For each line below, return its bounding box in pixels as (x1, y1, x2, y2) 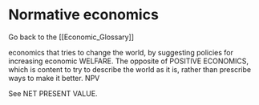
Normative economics (8, 6, 159, 24)
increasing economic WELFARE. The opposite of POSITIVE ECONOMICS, (8, 56, 249, 66)
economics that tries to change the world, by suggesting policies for (8, 47, 234, 57)
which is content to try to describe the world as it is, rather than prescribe (8, 64, 251, 74)
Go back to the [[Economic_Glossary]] (8, 32, 135, 42)
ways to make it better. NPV (8, 73, 100, 83)
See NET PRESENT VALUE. (8, 88, 98, 98)
